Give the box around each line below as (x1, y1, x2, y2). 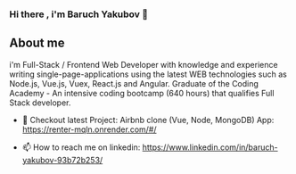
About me (9, 36, 65, 51)
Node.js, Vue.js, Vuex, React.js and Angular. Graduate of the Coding (9, 78, 259, 88)
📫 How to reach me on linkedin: (21, 142, 141, 153)
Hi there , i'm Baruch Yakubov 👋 (9, 8, 149, 21)
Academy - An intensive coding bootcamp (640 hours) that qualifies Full (9, 87, 275, 98)
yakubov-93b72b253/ (21, 154, 103, 165)
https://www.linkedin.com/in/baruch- (142, 142, 278, 153)
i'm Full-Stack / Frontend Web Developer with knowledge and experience (9, 59, 278, 70)
